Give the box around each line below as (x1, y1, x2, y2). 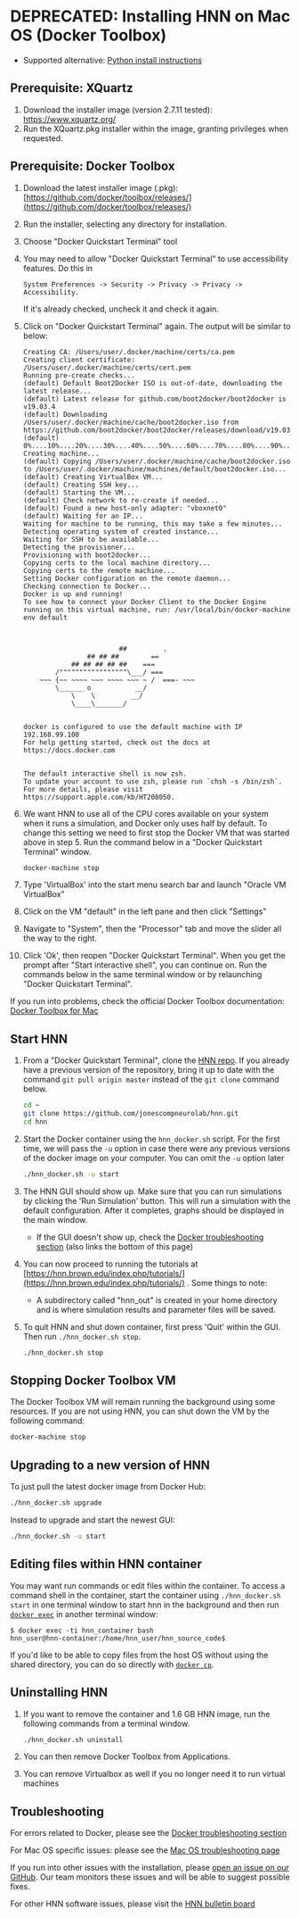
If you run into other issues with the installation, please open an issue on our (10, 1863, 290, 1873)
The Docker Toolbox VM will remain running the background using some (10, 1397, 276, 1407)
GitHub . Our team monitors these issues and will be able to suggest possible (10, 1872, 290, 1882)
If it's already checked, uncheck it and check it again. (22, 303, 219, 314)
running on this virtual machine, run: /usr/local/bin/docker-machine (22, 605, 291, 614)
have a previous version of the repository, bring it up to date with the (22, 1065, 275, 1075)
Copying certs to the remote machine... (22, 566, 175, 575)
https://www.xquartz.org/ (22, 113, 117, 124)
